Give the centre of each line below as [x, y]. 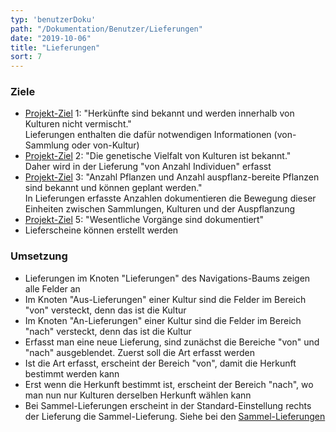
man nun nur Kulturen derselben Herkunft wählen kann [138, 395]
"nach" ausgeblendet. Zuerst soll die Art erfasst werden [139, 352]
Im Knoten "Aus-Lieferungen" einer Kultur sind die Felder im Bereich [165, 299]
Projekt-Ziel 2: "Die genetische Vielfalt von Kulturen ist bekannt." [158, 156]
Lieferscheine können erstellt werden [101, 230]
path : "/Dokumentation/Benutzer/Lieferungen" [106, 29]
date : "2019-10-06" [51, 38]
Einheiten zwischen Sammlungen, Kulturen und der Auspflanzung [159, 209]
